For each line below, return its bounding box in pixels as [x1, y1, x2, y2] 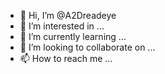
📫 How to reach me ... [19, 53, 113, 64]
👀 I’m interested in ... [19, 20, 105, 32]
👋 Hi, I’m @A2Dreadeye [19, 10, 117, 21]
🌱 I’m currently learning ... [19, 31, 127, 42]
